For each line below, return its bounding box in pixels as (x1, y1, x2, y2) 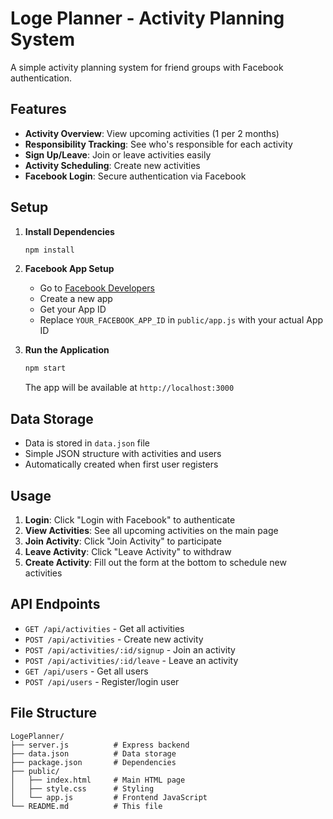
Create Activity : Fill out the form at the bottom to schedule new (24, 556, 287, 568)
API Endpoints (10, 596, 101, 613)
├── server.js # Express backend (10, 740, 190, 750)
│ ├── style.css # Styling (10, 783, 155, 794)
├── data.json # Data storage (10, 748, 177, 759)
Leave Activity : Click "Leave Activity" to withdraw (24, 545, 232, 557)
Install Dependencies (24, 225, 115, 237)
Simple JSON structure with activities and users (24, 448, 222, 460)
